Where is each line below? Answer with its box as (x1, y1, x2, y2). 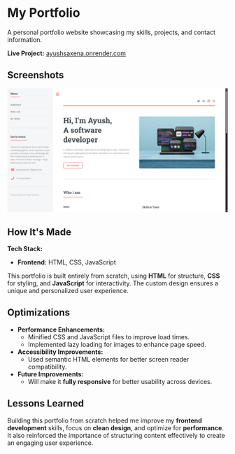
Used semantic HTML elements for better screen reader (27, 355, 190, 363)
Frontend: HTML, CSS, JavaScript (17, 258, 117, 267)
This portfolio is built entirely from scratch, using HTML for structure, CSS (7, 271, 220, 281)
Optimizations (7, 306, 70, 319)
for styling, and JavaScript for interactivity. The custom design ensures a (7, 279, 219, 288)
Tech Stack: (7, 245, 43, 253)
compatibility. (27, 362, 67, 371)
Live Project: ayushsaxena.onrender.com (7, 49, 126, 57)
